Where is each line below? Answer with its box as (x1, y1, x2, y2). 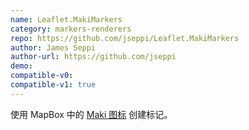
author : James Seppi (10, 42, 97, 53)
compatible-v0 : (10, 71, 74, 81)
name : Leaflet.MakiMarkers (10, 14, 123, 25)
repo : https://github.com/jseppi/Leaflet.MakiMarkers (10, 33, 240, 43)
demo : (10, 61, 33, 71)
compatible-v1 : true (10, 80, 97, 90)
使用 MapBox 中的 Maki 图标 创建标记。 (10, 108, 173, 120)
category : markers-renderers (10, 24, 132, 34)
